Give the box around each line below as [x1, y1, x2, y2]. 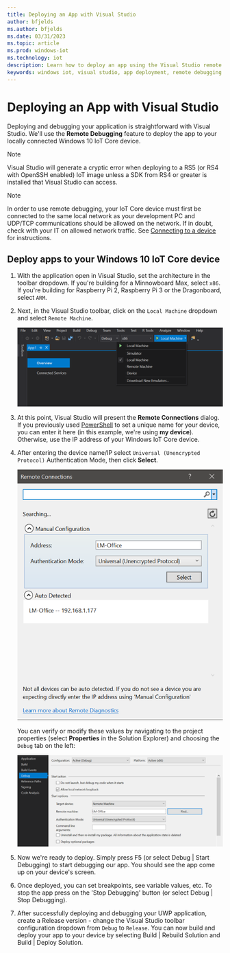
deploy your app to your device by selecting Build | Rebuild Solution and [16, 930, 220, 939]
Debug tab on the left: [16, 741, 75, 749]
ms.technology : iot [7, 55, 63, 62]
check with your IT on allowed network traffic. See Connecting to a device [7, 226, 216, 235]
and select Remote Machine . [16, 314, 94, 322]
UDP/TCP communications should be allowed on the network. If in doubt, [7, 219, 214, 227]
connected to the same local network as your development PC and [7, 211, 195, 220]
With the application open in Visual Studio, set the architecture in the [16, 272, 211, 280]
